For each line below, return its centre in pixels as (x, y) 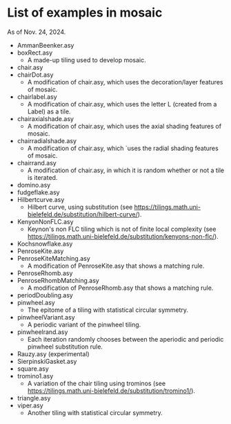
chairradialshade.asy (47, 140)
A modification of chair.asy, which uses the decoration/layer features (125, 82)
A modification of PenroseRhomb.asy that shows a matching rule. (120, 288)
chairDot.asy (35, 75)
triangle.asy (34, 398)
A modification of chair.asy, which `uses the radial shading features (123, 148)
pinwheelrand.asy (42, 332)
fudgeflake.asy (38, 192)
